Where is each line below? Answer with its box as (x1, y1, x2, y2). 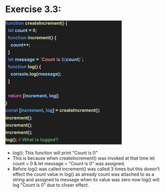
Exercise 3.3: (5, 4, 62, 15)
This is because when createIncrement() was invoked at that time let (12, 155, 155, 161)
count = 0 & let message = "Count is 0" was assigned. (12, 160, 125, 166)
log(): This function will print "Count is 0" (12, 150, 98, 156)
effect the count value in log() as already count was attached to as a (12, 171, 154, 177)
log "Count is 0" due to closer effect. (12, 182, 89, 188)
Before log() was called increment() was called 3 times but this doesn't (12, 166, 160, 172)
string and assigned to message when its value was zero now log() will (12, 176, 160, 182)
